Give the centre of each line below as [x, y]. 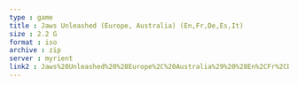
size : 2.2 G [33, 34]
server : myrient [41, 58]
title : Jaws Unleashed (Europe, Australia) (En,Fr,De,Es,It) [126, 26]
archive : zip [35, 50]
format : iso [33, 42]
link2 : [24, 67]
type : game [31, 17]
